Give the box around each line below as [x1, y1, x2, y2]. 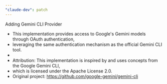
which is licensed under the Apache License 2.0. [12, 68, 113, 74]
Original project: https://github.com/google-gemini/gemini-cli [12, 73, 139, 79]
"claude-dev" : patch [5, 7, 48, 12]
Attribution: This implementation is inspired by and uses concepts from [12, 57, 158, 63]
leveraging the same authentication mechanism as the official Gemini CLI [12, 41, 163, 47]
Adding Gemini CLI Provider [5, 21, 62, 27]
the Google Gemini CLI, [12, 62, 60, 68]
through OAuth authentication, [12, 36, 75, 42]
